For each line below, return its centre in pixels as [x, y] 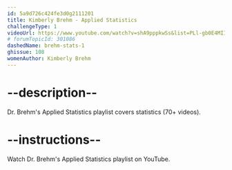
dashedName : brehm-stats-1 [46, 46]
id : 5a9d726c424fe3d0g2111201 [51, 13]
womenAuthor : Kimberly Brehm [49, 59]
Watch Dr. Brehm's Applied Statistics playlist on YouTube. [89, 159]
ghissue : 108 [26, 53]
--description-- [52, 92]
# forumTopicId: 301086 [41, 39]
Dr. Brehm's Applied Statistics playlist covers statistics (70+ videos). [104, 112]
